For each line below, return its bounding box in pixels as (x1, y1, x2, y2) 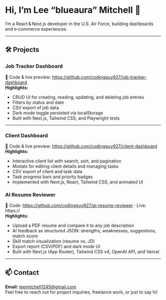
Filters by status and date (12, 99, 64, 105)
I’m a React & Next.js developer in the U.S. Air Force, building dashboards (5, 21, 154, 27)
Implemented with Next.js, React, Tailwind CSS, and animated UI (12, 179, 143, 185)
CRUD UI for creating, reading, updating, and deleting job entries (12, 94, 144, 100)
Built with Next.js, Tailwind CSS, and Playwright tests (12, 115, 120, 121)
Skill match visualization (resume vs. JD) (12, 238, 95, 244)
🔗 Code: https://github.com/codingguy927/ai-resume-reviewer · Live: (5, 202, 147, 209)
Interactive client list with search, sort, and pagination (12, 158, 122, 164)
